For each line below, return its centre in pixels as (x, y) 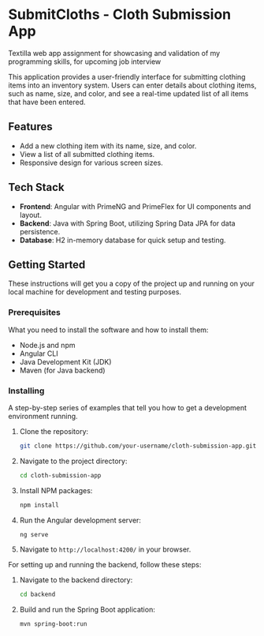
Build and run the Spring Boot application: (87, 610)
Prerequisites (34, 312)
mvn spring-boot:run (53, 624)
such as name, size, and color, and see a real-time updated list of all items (128, 93)
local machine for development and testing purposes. (95, 292)
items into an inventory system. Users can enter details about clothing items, (132, 85)
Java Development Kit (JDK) (65, 361)
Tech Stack (36, 187)
